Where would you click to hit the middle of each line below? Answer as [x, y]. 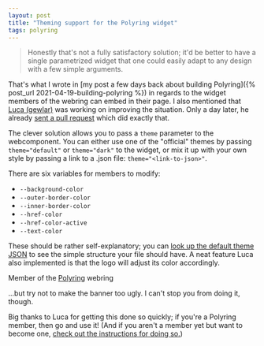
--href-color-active [53, 223]
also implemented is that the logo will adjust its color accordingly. [114, 263]
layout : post [30, 15]
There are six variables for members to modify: [84, 173]
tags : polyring [33, 30]
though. [21, 302]
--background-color [52, 190]
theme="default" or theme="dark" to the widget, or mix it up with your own [127, 150]
